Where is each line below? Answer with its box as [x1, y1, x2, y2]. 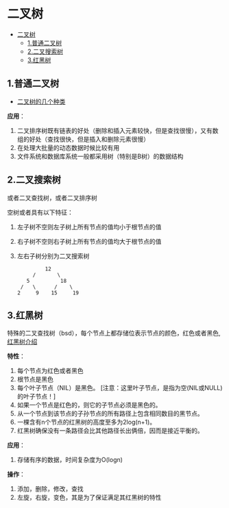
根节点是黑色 [16, 375, 53, 383]
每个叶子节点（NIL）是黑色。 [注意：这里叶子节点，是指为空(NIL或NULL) [16, 384, 223, 392]
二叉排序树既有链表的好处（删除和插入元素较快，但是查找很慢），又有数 [16, 126, 219, 134]
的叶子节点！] [16, 392, 56, 401]
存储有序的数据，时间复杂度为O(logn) [16, 456, 123, 464]
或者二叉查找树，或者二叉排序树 [7, 193, 97, 202]
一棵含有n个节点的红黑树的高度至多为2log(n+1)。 [16, 418, 156, 427]
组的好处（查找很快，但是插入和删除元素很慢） [16, 135, 149, 143]
